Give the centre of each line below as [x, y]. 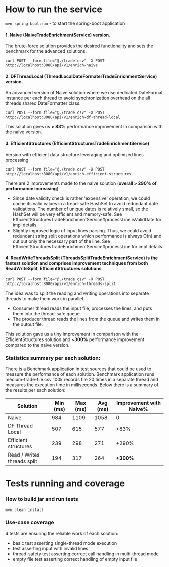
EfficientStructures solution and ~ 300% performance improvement [75, 339]
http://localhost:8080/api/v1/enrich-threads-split [60, 283]
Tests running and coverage [65, 484]
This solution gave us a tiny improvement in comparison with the [72, 334]
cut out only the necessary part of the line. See [61, 241]
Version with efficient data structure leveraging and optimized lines [75, 154]
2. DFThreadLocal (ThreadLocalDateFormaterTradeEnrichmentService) [81, 76]
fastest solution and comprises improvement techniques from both [77, 263]
